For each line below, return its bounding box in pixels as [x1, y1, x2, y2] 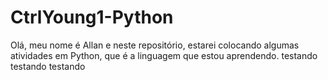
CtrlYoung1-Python [10, 6, 174, 29]
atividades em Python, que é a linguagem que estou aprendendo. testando [10, 49, 318, 61]
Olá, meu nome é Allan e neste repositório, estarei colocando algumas [10, 39, 300, 51]
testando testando [10, 60, 86, 72]
